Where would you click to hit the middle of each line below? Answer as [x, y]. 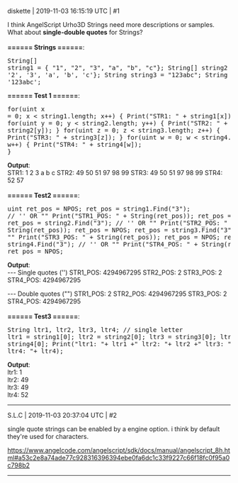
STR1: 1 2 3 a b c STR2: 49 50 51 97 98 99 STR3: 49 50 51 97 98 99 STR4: [115, 173]
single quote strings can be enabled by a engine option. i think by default [114, 429]
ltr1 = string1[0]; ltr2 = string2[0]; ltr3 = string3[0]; [112, 337]
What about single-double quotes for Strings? [75, 32]
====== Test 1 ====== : [44, 95]
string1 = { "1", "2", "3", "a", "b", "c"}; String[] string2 [118, 68]
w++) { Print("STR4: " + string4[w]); [75, 144]
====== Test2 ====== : [44, 195]
